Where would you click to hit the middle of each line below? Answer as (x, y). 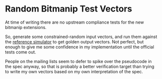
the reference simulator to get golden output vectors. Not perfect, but (74, 41)
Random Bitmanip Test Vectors (69, 9)
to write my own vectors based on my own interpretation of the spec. (74, 71)
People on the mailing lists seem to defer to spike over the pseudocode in (78, 61)
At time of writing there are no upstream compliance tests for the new (74, 22)
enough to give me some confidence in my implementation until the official (80, 47)
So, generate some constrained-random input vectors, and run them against (81, 37)
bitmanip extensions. (26, 27)
